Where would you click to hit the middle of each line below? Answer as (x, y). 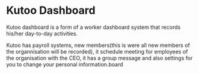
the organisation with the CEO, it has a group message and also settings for (99, 58)
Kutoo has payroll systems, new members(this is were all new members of (98, 45)
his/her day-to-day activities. (42, 33)
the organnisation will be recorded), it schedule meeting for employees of (97, 51)
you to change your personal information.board (65, 64)
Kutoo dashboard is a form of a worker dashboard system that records (93, 27)
